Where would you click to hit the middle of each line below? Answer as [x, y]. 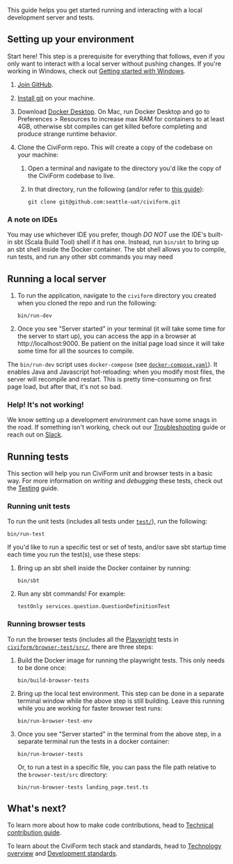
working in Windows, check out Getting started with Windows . [96, 71]
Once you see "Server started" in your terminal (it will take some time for [121, 328]
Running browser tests [46, 624]
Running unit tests [39, 506]
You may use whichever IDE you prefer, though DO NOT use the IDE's [107, 235]
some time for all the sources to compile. [75, 351]
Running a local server [57, 279]
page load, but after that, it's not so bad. [65, 386]
